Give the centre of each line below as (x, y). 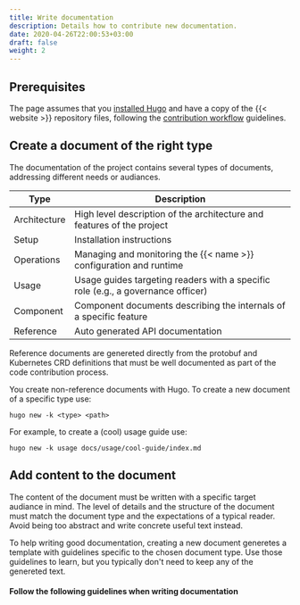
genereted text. (37, 571)
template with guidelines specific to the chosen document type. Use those (146, 552)
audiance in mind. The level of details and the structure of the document (142, 506)
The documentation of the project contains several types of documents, (142, 167)
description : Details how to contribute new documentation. (124, 26)
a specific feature (111, 316)
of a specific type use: (50, 399)
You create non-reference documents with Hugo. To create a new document (150, 389)
